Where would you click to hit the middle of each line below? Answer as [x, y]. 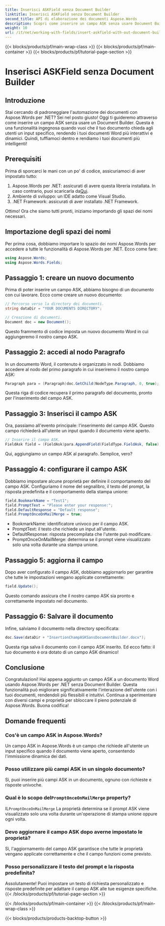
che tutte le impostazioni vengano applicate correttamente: [65, 578]
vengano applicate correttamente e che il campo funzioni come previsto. [79, 854]
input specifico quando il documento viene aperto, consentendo [70, 751]
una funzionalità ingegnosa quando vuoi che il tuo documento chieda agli [79, 128]
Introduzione [25, 100]
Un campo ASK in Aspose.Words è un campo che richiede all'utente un [77, 746]
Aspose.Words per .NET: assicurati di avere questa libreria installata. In [84, 186]
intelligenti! [16, 144]
